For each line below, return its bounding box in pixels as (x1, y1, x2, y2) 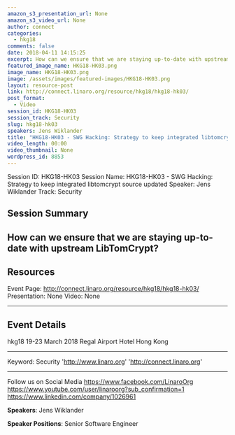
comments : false (7, 43, 55, 50)
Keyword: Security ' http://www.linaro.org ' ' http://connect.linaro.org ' (7, 357, 203, 366)
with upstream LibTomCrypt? (29, 242, 159, 254)
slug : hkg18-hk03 (7, 120, 58, 128)
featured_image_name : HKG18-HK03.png (7, 62, 117, 69)
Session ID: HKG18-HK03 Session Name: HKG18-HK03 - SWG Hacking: (7, 172, 213, 180)
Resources (7, 266, 55, 278)
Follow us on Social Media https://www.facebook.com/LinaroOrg (7, 378, 194, 386)
